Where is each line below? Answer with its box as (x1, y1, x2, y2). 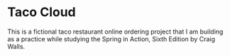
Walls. (7, 42, 26, 50)
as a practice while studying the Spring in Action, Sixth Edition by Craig (7, 34, 215, 43)
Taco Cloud (7, 4, 76, 20)
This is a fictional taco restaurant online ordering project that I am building (7, 27, 224, 36)
